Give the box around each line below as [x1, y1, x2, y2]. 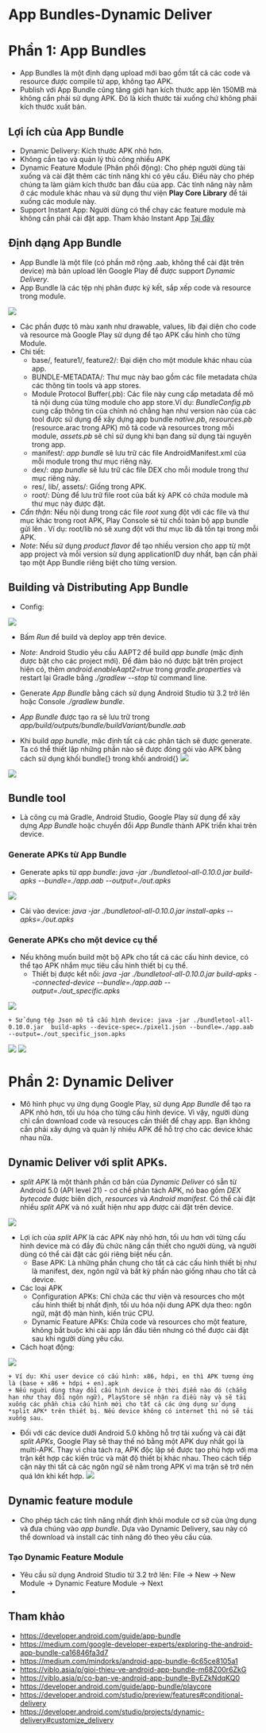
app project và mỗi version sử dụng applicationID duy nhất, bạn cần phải [19, 549, 258, 559]
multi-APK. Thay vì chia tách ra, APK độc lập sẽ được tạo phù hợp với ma [19, 1445, 258, 1454]
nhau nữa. [19, 1133, 53, 1142]
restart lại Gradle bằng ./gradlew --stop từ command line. [19, 672, 208, 682]
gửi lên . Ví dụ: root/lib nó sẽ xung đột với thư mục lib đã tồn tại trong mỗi [19, 524, 259, 533]
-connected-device [31, 977, 95, 987]
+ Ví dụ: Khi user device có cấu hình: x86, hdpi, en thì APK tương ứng [8, 1372, 254, 1381]
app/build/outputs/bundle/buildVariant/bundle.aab [19, 720, 187, 730]
